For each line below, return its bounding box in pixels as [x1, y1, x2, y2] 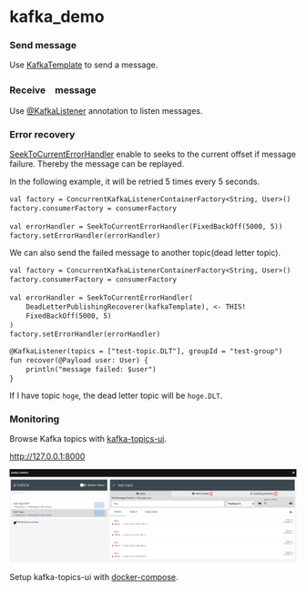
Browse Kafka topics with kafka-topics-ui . [9, 433, 168, 444]
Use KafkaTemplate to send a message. [9, 59, 158, 70]
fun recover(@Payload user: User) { [9, 356, 148, 365]
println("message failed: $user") [25, 365, 157, 374]
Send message [9, 39, 77, 52]
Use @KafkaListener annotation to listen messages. [9, 105, 203, 116]
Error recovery [9, 127, 76, 140]
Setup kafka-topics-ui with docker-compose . [9, 572, 178, 583]
